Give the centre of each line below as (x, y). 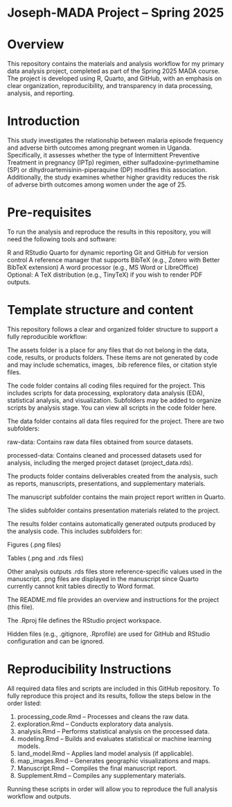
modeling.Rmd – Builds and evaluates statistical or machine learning (114, 738)
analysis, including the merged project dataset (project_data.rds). (100, 462)
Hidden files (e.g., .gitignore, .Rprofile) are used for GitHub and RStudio (109, 634)
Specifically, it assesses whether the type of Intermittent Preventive (104, 155)
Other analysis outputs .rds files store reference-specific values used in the (115, 571)
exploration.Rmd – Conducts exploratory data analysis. (95, 724)
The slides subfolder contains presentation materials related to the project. (114, 510)
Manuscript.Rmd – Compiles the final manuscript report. (97, 768)
